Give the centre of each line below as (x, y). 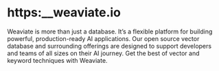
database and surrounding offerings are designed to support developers (109, 46)
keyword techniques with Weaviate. (57, 60)
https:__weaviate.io (64, 13)
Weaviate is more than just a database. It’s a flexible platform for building (110, 31)
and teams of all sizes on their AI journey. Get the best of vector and (103, 53)
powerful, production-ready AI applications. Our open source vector (103, 38)
